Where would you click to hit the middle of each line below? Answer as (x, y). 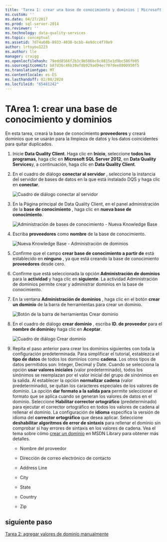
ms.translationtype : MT (30, 70)
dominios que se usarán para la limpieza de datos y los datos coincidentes (82, 138)
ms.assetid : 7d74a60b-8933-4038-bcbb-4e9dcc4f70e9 (59, 42)
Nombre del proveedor (43, 448)
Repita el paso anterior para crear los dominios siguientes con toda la (83, 348)
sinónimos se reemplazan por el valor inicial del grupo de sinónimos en (85, 375)
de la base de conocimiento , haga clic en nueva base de (72, 209)
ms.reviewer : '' (22, 28)
